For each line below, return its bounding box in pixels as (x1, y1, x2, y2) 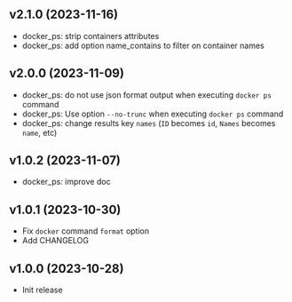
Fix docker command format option (21, 226, 149, 236)
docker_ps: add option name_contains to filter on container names (21, 40, 264, 51)
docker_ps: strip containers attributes (21, 30, 160, 41)
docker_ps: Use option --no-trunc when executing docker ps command (21, 108, 284, 119)
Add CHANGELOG (21, 235, 89, 246)
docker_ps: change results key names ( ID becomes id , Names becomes (21, 117, 276, 128)
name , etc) (21, 127, 58, 138)
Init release (21, 284, 64, 296)
